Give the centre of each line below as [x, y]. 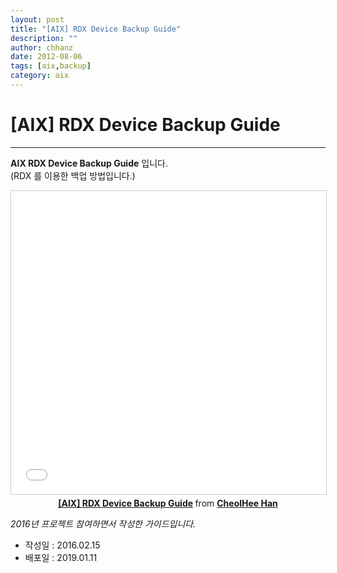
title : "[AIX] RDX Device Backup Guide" [96, 29]
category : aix [40, 76]
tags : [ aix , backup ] [51, 66]
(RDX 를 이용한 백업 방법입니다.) [73, 175]
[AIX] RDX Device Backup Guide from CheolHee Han [168, 503]
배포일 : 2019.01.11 [61, 557]
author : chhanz [42, 47]
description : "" [44, 38]
